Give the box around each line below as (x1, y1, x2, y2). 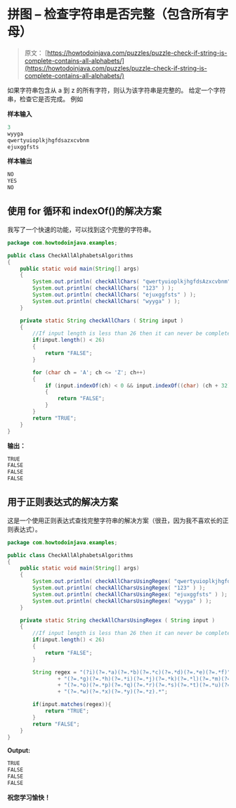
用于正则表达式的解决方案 (7, 496, 118, 508)
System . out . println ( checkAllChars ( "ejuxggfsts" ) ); (32, 291, 197, 298)
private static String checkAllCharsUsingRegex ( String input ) (20, 617, 216, 624)
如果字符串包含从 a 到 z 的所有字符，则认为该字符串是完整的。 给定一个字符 (7, 86, 226, 94)
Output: (7, 746, 30, 755)
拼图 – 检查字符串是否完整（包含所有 (7, 6, 216, 23)
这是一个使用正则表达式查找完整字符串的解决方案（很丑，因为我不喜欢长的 (7, 516, 223, 525)
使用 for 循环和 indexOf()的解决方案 (7, 205, 162, 217)
